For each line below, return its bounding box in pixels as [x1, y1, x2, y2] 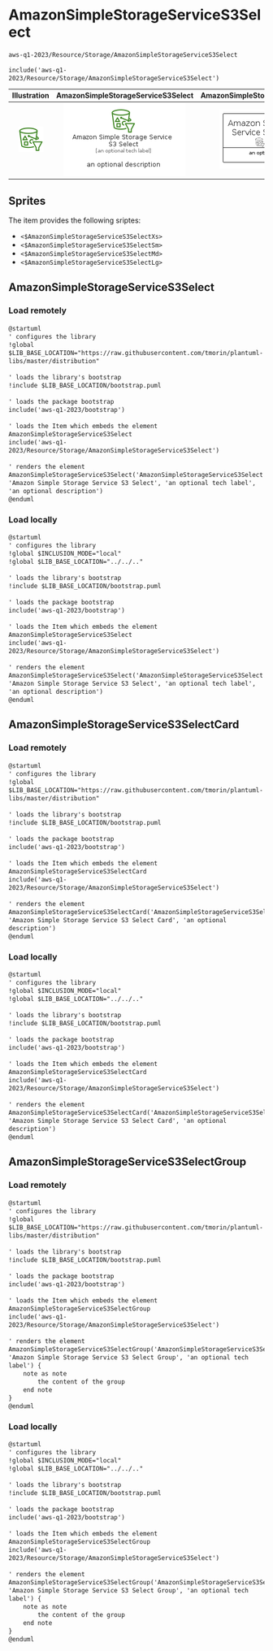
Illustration [11, 91, 50, 101]
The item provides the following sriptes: [8, 215, 141, 225]
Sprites [8, 193, 46, 208]
